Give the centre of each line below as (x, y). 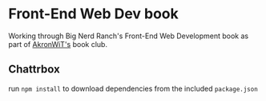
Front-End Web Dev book (93, 14)
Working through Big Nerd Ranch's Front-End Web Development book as (129, 36)
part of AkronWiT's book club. (58, 44)
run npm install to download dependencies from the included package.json (133, 88)
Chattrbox (34, 70)
